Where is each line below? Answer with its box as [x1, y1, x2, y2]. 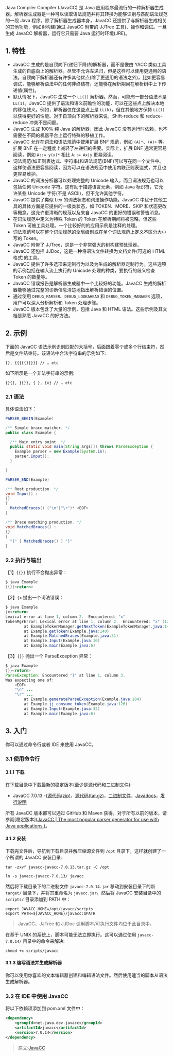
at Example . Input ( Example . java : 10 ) [24, 638, 100, 644]
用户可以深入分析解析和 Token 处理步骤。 [12, 299, 101, 305]
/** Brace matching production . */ [5, 520, 82, 525]
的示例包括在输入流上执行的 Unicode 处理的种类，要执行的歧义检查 [12, 267, 155, 273]
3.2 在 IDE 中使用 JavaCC [5, 993, 68, 1000]
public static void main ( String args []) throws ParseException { [10, 444, 153, 449]
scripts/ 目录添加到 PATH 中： [5, 896, 71, 902]
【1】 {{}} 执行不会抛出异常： [5, 569, 68, 576]
